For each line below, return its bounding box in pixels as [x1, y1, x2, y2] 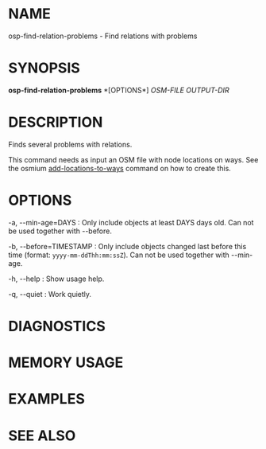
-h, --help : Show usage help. [8, 274, 105, 283]
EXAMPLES [8, 390, 85, 408]
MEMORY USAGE [8, 353, 124, 372]
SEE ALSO [8, 427, 76, 444]
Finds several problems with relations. [8, 139, 133, 149]
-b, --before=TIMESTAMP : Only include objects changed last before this [8, 241, 247, 251]
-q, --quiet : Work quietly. [8, 289, 92, 299]
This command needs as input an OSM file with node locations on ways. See [8, 154, 259, 164]
